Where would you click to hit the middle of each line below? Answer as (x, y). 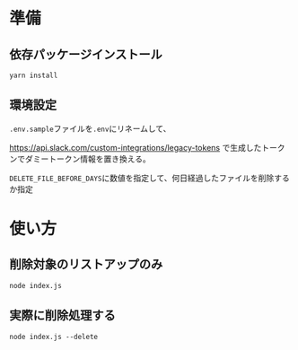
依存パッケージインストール (86, 54)
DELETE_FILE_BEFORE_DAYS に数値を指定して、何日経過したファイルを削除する (149, 178)
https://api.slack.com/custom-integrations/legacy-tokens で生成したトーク (147, 147)
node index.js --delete (54, 337)
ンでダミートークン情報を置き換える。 (80, 159)
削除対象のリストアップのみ (86, 264)
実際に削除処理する (62, 315)
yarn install (34, 75)
